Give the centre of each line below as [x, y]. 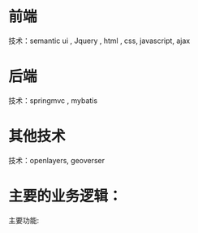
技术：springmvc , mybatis [53, 100]
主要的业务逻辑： [66, 196]
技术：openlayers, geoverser [57, 160]
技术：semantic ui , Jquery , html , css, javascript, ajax [99, 41]
